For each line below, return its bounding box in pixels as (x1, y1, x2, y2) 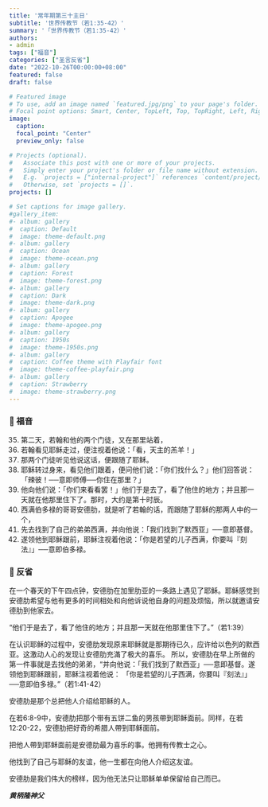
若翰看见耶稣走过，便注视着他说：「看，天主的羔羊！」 (20, 445, 199, 454)
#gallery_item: (9, 210, 60, 218)
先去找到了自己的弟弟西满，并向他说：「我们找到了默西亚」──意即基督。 (20, 524, 258, 534)
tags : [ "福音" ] (9, 49, 57, 57)
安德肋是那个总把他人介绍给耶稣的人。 (9, 696, 134, 706)
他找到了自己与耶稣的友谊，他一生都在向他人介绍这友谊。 (9, 757, 197, 766)
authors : (9, 33, 38, 42)
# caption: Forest (9, 269, 74, 277)
